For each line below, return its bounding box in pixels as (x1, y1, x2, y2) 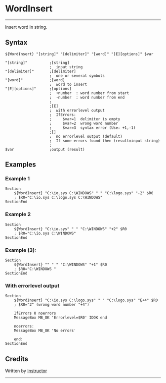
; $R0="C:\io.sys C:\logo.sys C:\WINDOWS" (14, 195, 103, 200)
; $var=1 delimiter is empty (49, 116, 121, 121)
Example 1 (5, 175, 30, 182)
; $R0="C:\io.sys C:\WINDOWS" (14, 231, 77, 236)
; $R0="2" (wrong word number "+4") (14, 302, 90, 307)
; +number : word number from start (49, 90, 129, 96)
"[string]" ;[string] (5, 60, 70, 65)
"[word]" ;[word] (5, 77, 65, 82)
